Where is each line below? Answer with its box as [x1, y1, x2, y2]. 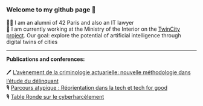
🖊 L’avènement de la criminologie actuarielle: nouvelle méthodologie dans [6, 69, 192, 76]
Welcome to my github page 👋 [6, 5, 96, 14]
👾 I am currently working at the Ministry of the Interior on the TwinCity [6, 25, 180, 33]
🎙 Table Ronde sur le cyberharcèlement [6, 93, 105, 101]
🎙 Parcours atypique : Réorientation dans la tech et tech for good [6, 84, 168, 92]
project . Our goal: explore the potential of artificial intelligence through [6, 32, 181, 39]
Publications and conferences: [6, 55, 85, 63]
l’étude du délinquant [6, 78, 59, 85]
